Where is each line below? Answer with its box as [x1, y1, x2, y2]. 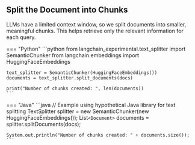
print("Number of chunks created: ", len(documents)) [6, 85, 144, 91]
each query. [6, 33, 36, 41]
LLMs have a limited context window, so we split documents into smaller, [6, 20, 187, 28]
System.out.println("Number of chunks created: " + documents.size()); [6, 132, 190, 138]
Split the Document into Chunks [6, 5, 128, 15]
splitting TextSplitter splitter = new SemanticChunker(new [6, 108, 149, 115]
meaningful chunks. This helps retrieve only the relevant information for [6, 27, 184, 34]
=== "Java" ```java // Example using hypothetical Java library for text [6, 101, 176, 108]
